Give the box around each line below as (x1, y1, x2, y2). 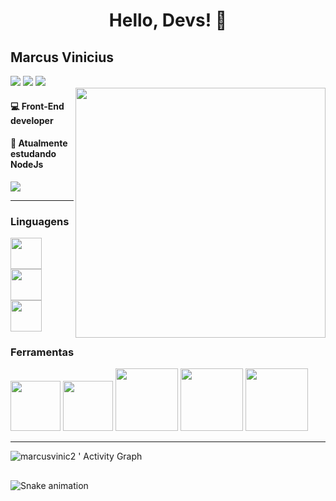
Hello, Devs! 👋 (108, 9, 228, 32)
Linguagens (10, 214, 70, 228)
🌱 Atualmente (10, 137, 68, 149)
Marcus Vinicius (10, 49, 114, 66)
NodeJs (10, 159, 44, 171)
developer (10, 114, 54, 126)
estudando (10, 148, 57, 160)
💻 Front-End (10, 100, 65, 112)
